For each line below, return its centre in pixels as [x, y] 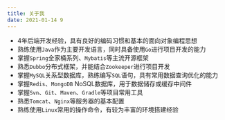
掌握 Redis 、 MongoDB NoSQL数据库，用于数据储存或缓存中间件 [105, 83]
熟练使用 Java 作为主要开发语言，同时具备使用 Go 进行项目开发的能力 [111, 49]
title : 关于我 [26, 13]
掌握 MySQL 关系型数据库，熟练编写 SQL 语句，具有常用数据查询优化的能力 [118, 75]
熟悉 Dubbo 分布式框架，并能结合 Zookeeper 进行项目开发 [94, 66]
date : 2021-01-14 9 [35, 20]
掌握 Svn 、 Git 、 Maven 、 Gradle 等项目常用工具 [80, 92]
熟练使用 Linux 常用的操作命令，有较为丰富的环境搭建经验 [98, 109]
